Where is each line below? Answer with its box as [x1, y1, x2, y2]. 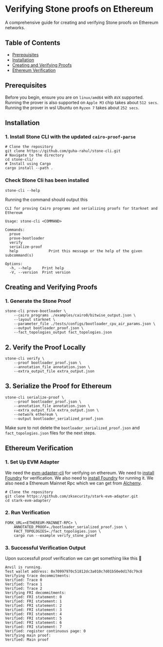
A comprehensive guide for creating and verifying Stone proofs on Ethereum [5, 19, 159, 25]
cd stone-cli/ [5, 157, 34, 162]
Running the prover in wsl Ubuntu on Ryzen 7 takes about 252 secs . [5, 105, 140, 111]
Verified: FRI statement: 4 [5, 612, 62, 617]
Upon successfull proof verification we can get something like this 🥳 [5, 555, 142, 561]
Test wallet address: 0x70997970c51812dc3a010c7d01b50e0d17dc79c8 [5, 569, 143, 574]
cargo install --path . [5, 166, 54, 171]
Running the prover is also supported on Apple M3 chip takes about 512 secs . [5, 99, 159, 105]
